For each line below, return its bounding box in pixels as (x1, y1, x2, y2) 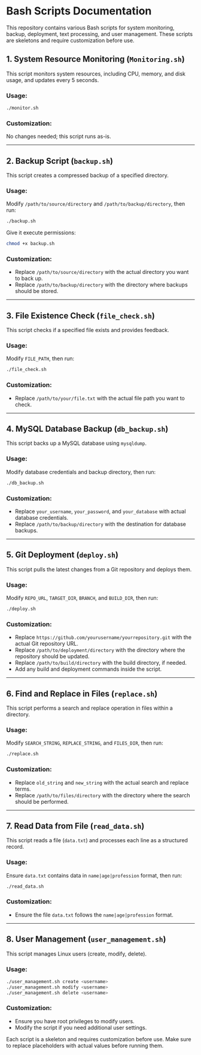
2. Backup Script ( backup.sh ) (6, 156, 114, 166)
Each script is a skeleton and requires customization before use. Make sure (6, 1035, 191, 1042)
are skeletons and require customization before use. (6, 37, 135, 44)
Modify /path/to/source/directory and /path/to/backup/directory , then (6, 200, 185, 207)
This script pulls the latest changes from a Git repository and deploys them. (6, 565, 192, 573)
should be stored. (14, 288, 59, 295)
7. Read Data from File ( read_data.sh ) (6, 821, 145, 831)
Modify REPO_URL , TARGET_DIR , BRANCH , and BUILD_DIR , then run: (6, 595, 159, 602)
